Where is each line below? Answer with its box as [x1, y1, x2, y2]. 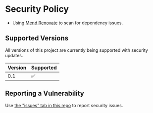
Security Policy [5, 3, 69, 15]
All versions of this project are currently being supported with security [5, 47, 149, 53]
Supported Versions [5, 34, 68, 42]
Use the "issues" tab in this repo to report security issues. [5, 102, 123, 108]
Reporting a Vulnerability [5, 89, 84, 98]
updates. [5, 52, 23, 58]
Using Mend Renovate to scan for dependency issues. [12, 20, 123, 26]
